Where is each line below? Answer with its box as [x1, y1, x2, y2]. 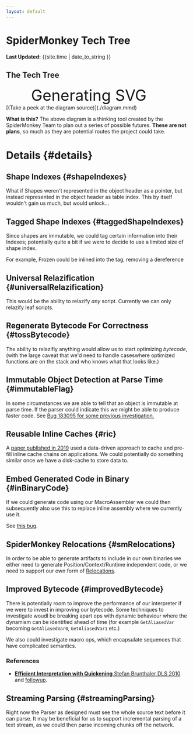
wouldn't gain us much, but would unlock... [6, 200, 110, 207]
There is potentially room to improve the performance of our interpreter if [6, 599, 182, 606]
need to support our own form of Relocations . [6, 567, 115, 574]
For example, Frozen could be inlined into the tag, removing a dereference [6, 256, 184, 263]
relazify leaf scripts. [6, 304, 54, 311]
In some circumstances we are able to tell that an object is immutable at [6, 399, 178, 407]
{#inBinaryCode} [6, 483, 69, 493]
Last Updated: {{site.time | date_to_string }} [6, 53, 111, 60]
